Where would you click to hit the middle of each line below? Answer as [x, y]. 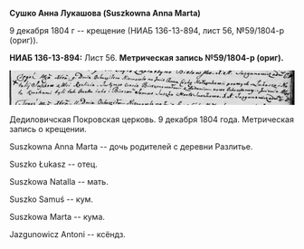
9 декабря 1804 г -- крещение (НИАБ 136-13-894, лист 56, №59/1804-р [147, 30]
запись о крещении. [48, 129]
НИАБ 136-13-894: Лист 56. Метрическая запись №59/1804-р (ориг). [147, 57]
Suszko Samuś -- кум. [51, 199]
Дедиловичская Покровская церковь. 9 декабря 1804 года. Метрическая [152, 120]
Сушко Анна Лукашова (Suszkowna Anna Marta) [105, 13]
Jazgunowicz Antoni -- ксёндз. [68, 235]
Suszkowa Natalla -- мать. [59, 182]
